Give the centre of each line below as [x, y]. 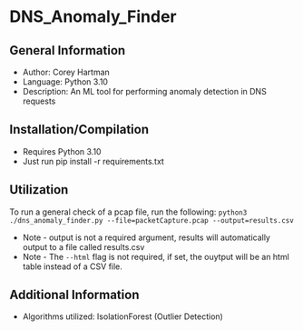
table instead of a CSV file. [72, 266]
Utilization [39, 190]
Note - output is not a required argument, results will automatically [146, 237]
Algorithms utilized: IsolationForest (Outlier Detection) [123, 316]
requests [39, 101]
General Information [68, 50]
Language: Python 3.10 [65, 82]
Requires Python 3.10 [62, 151]
